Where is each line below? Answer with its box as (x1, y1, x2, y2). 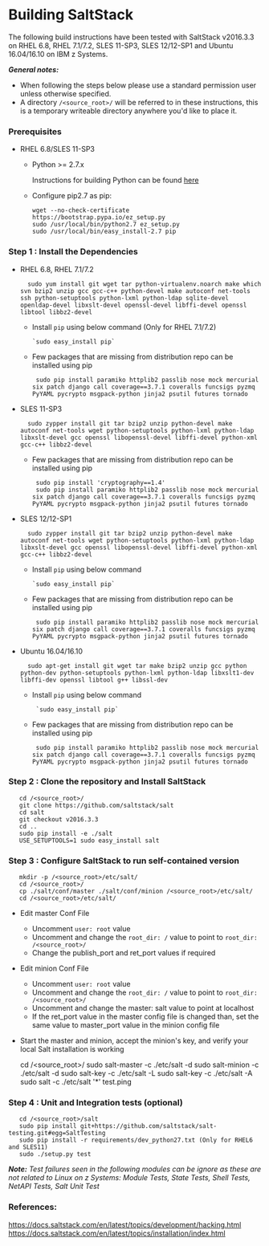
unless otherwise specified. (19, 88, 112, 98)
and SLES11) (8, 1143, 48, 1151)
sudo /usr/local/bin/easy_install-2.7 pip (31, 227, 177, 236)
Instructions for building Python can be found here (31, 175, 199, 185)
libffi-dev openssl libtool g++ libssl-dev (19, 676, 169, 684)
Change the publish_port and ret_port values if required (31, 948, 216, 958)
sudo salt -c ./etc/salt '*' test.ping (19, 1077, 132, 1087)
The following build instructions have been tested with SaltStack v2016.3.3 (8, 32, 255, 42)
